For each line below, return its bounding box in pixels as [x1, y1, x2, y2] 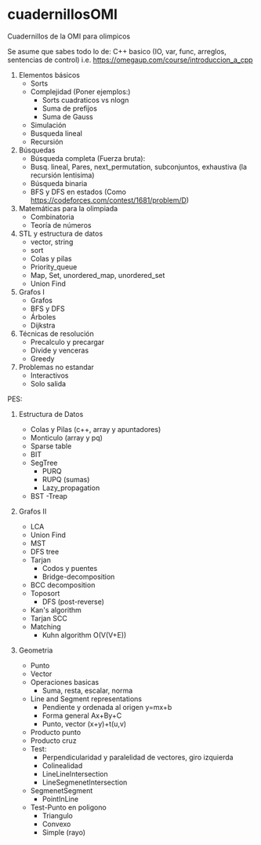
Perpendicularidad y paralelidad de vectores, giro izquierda [42, 752, 234, 762]
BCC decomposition [30, 580, 96, 590]
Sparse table [30, 441, 72, 451]
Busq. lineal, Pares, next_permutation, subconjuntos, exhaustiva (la [30, 162, 248, 171]
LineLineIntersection [42, 769, 108, 778]
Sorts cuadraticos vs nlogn [42, 95, 129, 104]
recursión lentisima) [30, 170, 95, 180]
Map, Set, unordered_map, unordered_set [30, 270, 165, 280]
